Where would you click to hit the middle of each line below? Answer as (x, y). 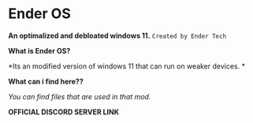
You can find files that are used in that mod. (80, 96)
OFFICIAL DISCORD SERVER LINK (64, 112)
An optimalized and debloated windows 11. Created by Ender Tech (117, 35)
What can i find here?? (46, 81)
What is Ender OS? (39, 50)
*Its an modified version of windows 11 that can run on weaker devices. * (127, 66)
